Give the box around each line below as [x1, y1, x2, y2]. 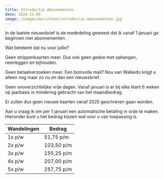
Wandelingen [7, 126, 39, 133]
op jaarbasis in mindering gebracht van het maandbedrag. [5, 89, 123, 95]
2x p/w [7, 142, 24, 149]
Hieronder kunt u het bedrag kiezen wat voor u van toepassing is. [5, 114, 138, 120]
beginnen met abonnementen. [5, 35, 66, 41]
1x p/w [7, 134, 24, 141]
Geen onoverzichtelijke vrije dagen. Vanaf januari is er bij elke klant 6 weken [5, 84, 160, 90]
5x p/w [7, 166, 24, 173]
